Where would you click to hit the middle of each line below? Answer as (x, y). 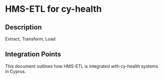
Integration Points (33, 54)
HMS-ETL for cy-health (53, 9)
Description (23, 27)
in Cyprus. (16, 71)
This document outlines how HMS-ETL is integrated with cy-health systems (82, 66)
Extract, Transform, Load (30, 39)
